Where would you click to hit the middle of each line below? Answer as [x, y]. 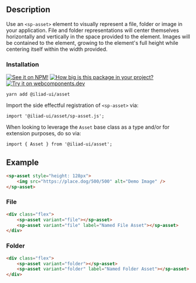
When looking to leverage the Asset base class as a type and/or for [88, 127]
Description [28, 10]
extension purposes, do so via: [44, 134]
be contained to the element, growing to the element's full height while [92, 43]
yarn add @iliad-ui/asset [38, 95]
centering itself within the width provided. [57, 49]
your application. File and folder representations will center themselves [93, 30]
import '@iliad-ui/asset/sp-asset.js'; [55, 116]
